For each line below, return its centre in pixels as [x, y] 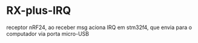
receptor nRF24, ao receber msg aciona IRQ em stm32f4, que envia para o [99, 27]
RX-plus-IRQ [39, 11]
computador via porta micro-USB [48, 33]
